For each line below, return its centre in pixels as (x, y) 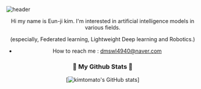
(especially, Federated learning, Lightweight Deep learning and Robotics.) (103, 39)
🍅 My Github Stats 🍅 (103, 67)
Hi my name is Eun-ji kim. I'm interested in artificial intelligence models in (103, 21)
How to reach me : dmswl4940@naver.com (107, 51)
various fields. (103, 28)
